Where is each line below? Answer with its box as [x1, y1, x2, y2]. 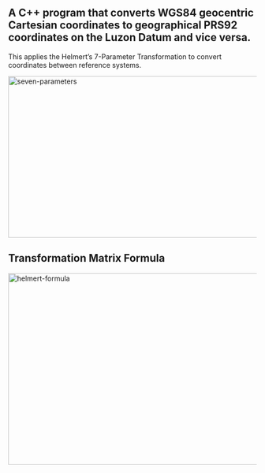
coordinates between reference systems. [8, 60, 142, 69]
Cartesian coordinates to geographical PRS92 [8, 19, 238, 32]
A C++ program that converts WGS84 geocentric [8, 6, 254, 20]
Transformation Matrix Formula [8, 251, 166, 265]
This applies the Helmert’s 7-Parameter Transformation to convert [8, 51, 222, 61]
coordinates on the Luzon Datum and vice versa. [8, 31, 251, 44]
